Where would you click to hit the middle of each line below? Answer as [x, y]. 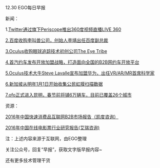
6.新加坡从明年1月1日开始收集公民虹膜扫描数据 [54, 84]
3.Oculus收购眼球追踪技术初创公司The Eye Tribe [56, 51]
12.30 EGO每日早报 [25, 7]
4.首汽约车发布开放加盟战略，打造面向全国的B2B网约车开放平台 [72, 62]
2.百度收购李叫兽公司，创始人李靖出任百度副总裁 [57, 40]
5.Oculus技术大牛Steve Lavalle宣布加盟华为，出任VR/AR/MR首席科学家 [80, 73]
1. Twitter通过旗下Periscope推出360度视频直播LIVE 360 [63, 29]
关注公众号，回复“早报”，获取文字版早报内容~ [54, 150]
